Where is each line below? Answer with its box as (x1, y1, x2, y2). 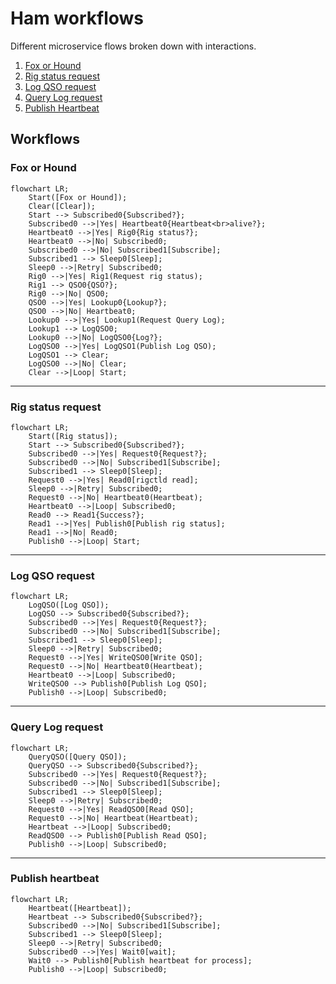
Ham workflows (10, 7, 145, 30)
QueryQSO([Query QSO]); (28, 752, 128, 762)
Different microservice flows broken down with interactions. (10, 40, 257, 52)
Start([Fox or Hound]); (28, 192, 128, 202)
